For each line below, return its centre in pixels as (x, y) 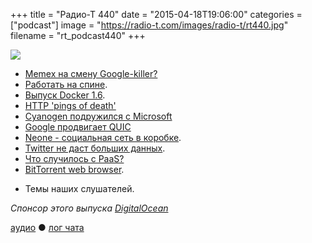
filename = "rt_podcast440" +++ (78, 35)
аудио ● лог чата (47, 227)
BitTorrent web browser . (74, 169)
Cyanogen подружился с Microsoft (98, 116)
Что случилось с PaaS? (74, 158)
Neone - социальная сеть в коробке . (103, 137)
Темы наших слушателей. (79, 188)
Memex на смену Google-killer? (91, 73)
